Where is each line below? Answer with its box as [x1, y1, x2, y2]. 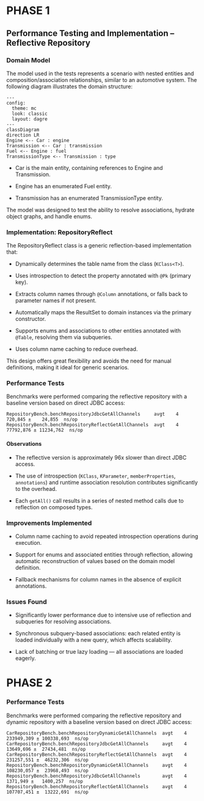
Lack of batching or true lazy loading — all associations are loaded [15, 648, 183, 655]
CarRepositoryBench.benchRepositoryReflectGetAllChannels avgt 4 [6, 751, 188, 758]
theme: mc [12, 105, 37, 111]
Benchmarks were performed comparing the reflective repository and [6, 712, 181, 719]
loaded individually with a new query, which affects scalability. [15, 637, 172, 644]
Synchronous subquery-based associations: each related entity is [15, 630, 181, 637]
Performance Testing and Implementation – [6, 28, 175, 39]
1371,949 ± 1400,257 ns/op [6, 778, 84, 784]
